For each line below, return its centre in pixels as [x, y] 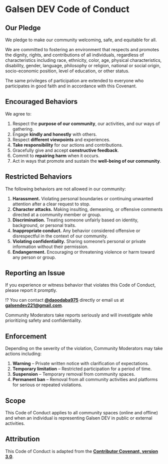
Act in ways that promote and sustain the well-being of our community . [87, 161]
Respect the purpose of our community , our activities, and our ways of [86, 124]
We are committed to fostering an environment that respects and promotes [82, 49]
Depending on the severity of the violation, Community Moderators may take [84, 349]
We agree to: [18, 113]
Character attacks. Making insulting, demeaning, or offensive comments [87, 209]
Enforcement [26, 336]
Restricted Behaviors [39, 177]
